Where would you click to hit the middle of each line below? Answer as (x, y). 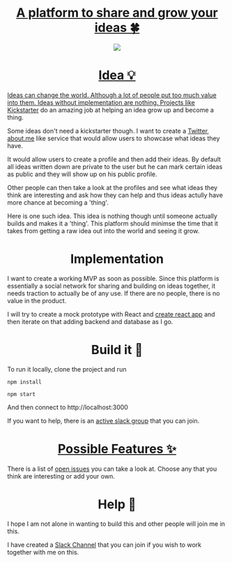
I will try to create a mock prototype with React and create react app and (111, 314)
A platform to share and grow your (117, 13)
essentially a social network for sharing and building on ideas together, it (111, 286)
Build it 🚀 (117, 350)
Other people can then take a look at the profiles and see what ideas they (113, 187)
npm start (22, 394)
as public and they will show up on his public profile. (82, 174)
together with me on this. (43, 552)
